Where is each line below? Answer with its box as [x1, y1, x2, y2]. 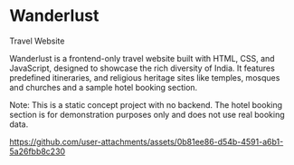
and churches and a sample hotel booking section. [9, 82, 198, 92]
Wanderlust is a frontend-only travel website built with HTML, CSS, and [9, 53, 275, 63]
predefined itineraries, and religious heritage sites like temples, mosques [9, 72, 280, 82]
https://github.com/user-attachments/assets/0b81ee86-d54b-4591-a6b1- [9, 136, 284, 147]
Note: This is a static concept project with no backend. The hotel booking [9, 99, 283, 110]
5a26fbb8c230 [9, 146, 66, 157]
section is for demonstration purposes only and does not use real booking [9, 109, 285, 120]
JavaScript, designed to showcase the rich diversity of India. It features [9, 63, 276, 73]
